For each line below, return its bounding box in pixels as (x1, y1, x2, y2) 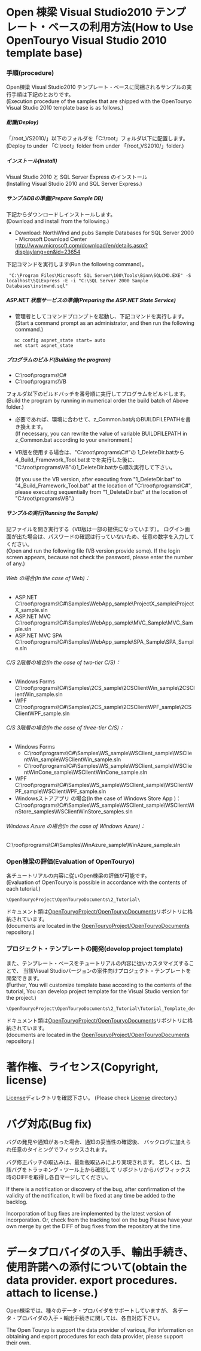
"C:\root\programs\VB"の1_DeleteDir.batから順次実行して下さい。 (14, 464, 176, 471)
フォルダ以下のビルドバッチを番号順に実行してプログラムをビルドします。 (6, 390, 189, 397)
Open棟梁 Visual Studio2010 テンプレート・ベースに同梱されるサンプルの (6, 83, 187, 91)
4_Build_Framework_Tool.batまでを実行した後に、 (14, 456, 138, 463)
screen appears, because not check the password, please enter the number (6, 554, 193, 561)
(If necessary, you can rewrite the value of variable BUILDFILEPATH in (14, 430, 187, 438)
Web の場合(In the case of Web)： (6, 574, 90, 581)
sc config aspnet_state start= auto (14, 337, 106, 343)
